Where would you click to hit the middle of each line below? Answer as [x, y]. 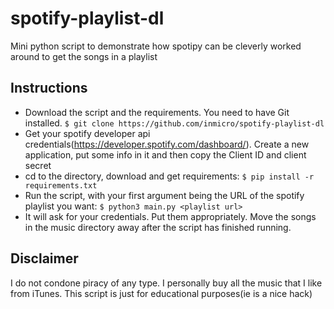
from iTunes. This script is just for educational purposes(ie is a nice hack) [161, 293]
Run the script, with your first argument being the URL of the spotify [164, 195]
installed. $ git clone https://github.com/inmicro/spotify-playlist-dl [174, 123]
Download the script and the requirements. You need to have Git [157, 112]
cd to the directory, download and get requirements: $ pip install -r [169, 176]
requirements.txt [61, 185]
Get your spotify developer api [87, 133]
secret [38, 165]
